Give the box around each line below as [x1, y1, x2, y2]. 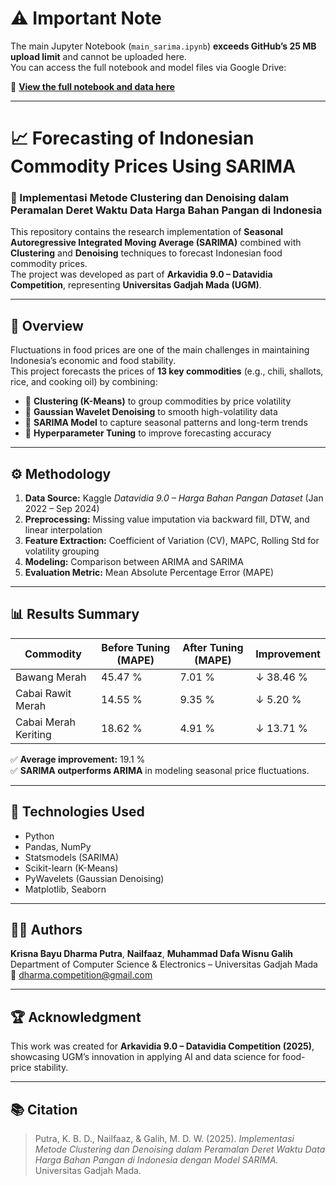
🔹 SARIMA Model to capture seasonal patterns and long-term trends [24, 417, 308, 429]
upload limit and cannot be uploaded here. [10, 50, 187, 62]
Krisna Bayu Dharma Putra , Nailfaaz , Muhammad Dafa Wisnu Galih [10, 948, 293, 960]
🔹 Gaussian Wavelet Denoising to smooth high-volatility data [24, 406, 278, 418]
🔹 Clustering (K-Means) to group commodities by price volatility [24, 395, 292, 407]
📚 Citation [10, 1101, 78, 1118]
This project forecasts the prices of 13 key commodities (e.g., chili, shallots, [10, 365, 324, 377]
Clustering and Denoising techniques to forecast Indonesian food [10, 247, 283, 259]
